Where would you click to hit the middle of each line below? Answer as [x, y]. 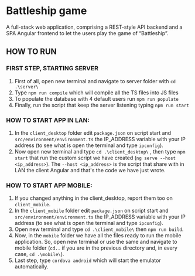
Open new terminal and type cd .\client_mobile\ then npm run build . [99, 229]
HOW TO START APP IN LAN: [48, 120]
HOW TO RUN [31, 52]
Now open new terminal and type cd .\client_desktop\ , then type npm [100, 151]
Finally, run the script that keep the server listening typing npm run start [102, 105]
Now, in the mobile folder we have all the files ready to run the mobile [98, 236]
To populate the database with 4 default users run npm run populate [96, 98]
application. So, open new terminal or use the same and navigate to [96, 242]
